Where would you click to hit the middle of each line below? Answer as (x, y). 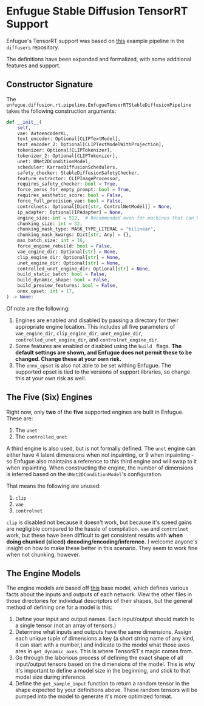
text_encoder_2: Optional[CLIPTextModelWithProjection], (91, 145)
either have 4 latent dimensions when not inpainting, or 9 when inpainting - (100, 455)
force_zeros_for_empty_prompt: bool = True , (74, 190)
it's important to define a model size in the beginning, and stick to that (102, 671)
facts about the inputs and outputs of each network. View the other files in (99, 594)
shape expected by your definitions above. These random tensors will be (106, 690)
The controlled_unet (41, 436)
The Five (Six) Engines (49, 398)
